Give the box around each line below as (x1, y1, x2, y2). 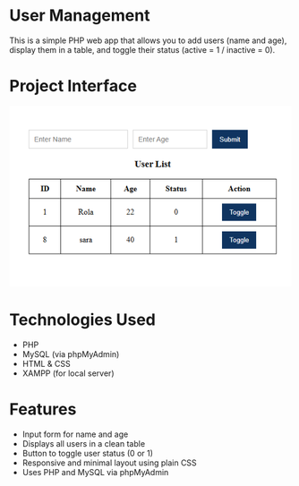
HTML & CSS (21, 359, 71, 370)
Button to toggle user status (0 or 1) (21, 448, 154, 459)
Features (9, 399, 77, 420)
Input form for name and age (21, 429, 129, 439)
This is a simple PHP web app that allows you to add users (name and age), (9, 35, 287, 46)
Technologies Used (9, 310, 157, 330)
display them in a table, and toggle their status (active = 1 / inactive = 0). (9, 44, 276, 55)
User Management (9, 5, 150, 26)
